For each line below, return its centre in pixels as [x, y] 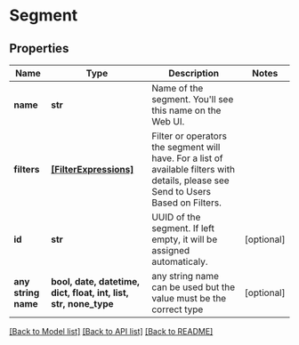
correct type [177, 309]
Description [194, 73]
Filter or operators [189, 136]
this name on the [186, 110]
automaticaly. [179, 261]
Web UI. [168, 121]
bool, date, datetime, [95, 281]
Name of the [177, 88]
